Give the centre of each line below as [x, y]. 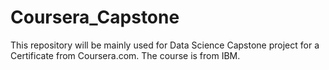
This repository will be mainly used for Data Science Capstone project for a [165, 45]
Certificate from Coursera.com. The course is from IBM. [125, 55]
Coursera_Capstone [95, 17]
